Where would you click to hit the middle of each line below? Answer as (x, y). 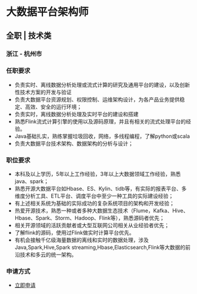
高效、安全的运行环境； (54, 107)
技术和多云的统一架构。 (48, 255)
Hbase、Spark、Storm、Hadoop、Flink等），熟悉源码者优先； (89, 218)
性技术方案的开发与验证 (43, 92)
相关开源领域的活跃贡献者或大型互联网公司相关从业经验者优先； (92, 225)
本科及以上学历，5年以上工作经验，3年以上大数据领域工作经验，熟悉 (98, 174)
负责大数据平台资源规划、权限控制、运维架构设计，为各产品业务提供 (97, 99)
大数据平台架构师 (48, 12)
